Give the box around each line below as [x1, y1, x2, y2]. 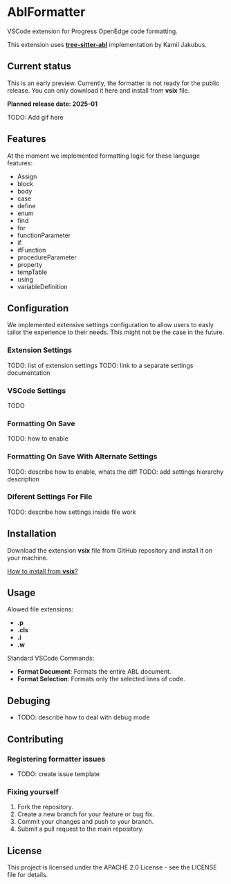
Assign [17, 172, 37, 181]
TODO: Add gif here [7, 113, 64, 121]
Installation [7, 528, 57, 540]
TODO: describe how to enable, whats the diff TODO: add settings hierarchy [7, 468, 223, 476]
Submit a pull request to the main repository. [17, 825, 144, 834]
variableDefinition [17, 282, 68, 291]
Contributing [7, 733, 64, 745]
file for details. [7, 871, 48, 879]
